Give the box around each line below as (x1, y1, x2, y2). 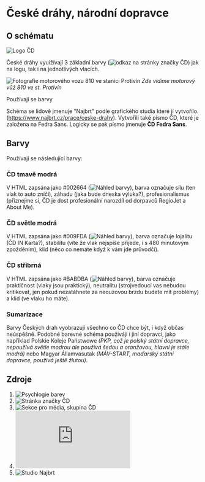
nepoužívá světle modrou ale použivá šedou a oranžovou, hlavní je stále (6, 344, 190, 351)
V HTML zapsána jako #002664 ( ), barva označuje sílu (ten (6, 184, 196, 192)
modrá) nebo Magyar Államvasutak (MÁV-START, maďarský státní (6, 350, 174, 357)
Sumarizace (6, 310, 43, 319)
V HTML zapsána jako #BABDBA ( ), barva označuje (6, 275, 176, 282)
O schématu (6, 31, 54, 41)
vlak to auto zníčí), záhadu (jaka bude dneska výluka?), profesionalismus (6, 190, 190, 198)
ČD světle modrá (6, 219, 57, 227)
